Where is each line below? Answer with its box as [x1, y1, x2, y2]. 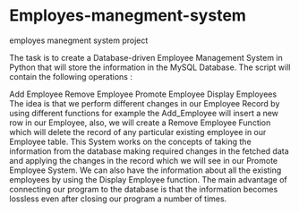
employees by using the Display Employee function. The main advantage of [9, 174, 288, 184]
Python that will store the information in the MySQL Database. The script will [9, 62, 291, 72]
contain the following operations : [9, 71, 132, 81]
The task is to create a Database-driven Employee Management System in [9, 52, 284, 63]
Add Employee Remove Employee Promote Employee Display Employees [9, 89, 278, 99]
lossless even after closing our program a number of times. [9, 193, 227, 204]
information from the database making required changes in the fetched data [9, 145, 289, 157]
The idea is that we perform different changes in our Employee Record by [9, 98, 280, 108]
